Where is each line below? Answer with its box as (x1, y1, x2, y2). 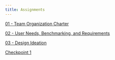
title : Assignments (5, 7, 45, 12)
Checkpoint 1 (5, 49, 32, 55)
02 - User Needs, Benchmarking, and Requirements (5, 30, 110, 36)
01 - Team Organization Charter (5, 21, 69, 27)
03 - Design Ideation (5, 40, 47, 46)
